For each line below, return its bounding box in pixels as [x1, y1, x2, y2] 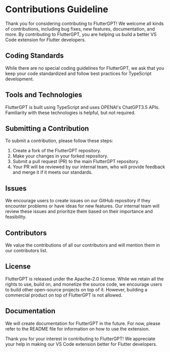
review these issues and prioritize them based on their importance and [5, 208, 153, 214]
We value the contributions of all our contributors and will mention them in [5, 242, 160, 248]
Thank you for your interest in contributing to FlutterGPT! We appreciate [5, 335, 156, 342]
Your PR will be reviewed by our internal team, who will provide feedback [12, 164, 165, 170]
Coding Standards [5, 51, 64, 60]
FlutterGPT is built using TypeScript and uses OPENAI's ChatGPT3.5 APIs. [5, 104, 160, 110]
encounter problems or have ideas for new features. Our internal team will [5, 203, 160, 209]
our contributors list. [5, 248, 48, 253]
